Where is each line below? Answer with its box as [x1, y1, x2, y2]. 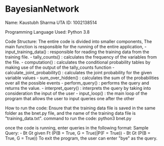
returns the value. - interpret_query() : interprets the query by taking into [5, 85, 151, 91]
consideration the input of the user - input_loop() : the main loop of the [5, 90, 148, 96]
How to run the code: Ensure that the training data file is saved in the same [5, 105, 156, 111]
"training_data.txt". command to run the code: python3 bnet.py [5, 115, 132, 121]
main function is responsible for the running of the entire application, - [5, 43, 147, 49]
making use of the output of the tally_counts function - [5, 64, 115, 70]
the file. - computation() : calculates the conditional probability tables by [5, 59, 151, 65]
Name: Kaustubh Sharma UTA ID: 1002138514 [5, 20, 97, 25]
